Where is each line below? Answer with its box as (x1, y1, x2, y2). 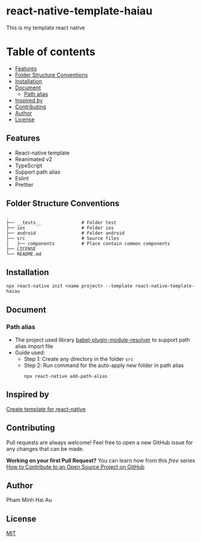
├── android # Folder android (6, 230, 125, 236)
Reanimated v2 (14, 155, 53, 162)
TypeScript (14, 162, 43, 169)
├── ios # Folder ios (6, 225, 114, 231)
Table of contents (6, 45, 96, 59)
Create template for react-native (6, 405, 86, 412)
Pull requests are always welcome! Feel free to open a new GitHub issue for (6, 439, 193, 446)
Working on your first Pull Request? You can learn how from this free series (6, 457, 196, 464)
